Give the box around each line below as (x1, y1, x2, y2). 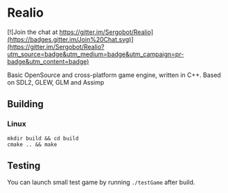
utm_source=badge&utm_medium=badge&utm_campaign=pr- (7, 50, 184, 58)
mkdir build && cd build (7, 135, 79, 142)
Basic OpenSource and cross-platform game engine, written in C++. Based (7, 71, 222, 79)
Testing (7, 160, 41, 171)
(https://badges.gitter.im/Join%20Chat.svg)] (7, 35, 134, 43)
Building (7, 99, 44, 110)
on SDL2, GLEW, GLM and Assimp (7, 78, 105, 86)
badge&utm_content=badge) (7, 57, 89, 65)
